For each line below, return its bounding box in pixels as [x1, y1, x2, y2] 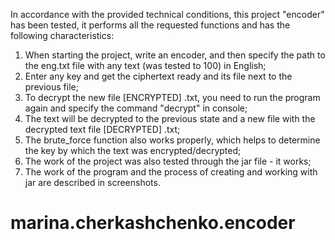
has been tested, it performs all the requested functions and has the [10, 19, 291, 31]
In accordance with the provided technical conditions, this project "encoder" [10, 9, 325, 20]
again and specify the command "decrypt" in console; [24, 102, 248, 114]
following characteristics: [10, 30, 115, 41]
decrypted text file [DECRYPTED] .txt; [24, 124, 181, 135]
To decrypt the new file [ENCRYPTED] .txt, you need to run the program [24, 92, 321, 103]
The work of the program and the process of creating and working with [24, 166, 318, 178]
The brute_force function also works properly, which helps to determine [24, 134, 321, 146]
